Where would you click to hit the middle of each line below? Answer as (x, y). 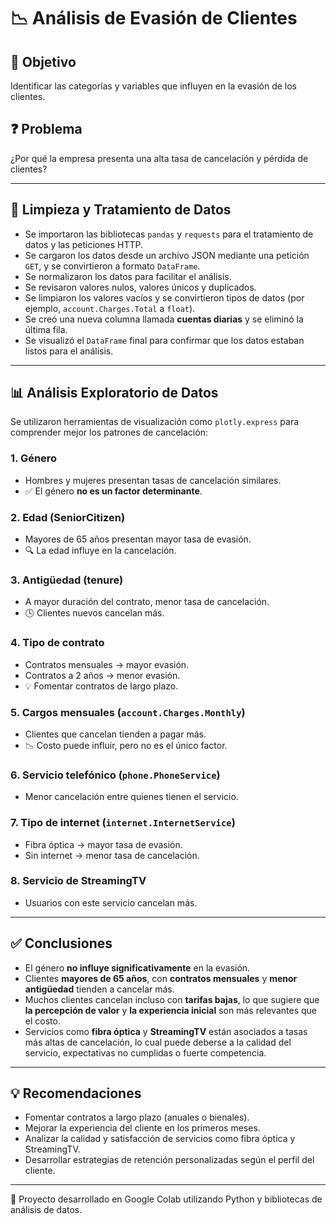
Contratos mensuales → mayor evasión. (107, 664)
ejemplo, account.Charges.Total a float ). (110, 308)
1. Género (34, 458)
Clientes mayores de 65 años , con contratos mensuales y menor (161, 978)
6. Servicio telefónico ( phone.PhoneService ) (115, 775)
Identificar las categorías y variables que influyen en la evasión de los (154, 86)
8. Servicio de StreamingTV (78, 881)
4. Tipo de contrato (57, 643)
